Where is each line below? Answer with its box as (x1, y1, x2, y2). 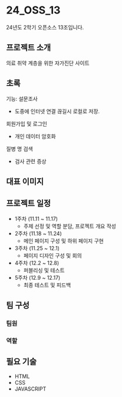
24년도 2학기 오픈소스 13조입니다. (6, 24, 84, 31)
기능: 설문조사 (6, 95, 38, 102)
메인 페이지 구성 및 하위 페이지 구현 (23, 237, 104, 244)
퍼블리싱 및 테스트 (23, 266, 65, 274)
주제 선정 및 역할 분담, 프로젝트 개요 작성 (23, 222, 117, 230)
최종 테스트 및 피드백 (23, 281, 71, 289)
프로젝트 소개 (6, 42, 51, 53)
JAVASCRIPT (14, 385, 47, 392)
